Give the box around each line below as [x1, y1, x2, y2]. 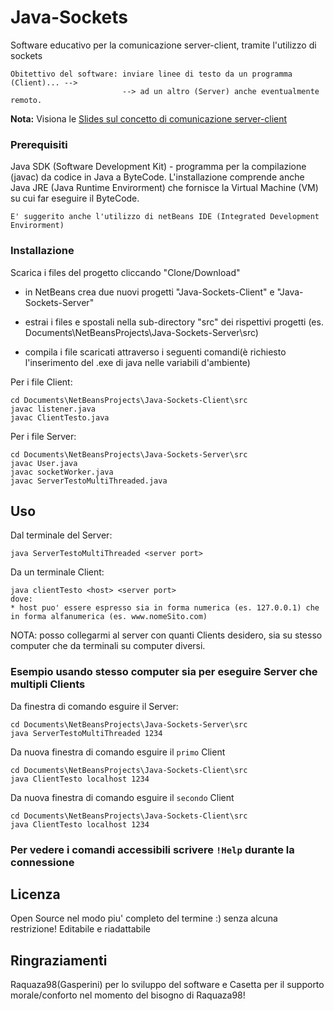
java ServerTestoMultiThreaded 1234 [10, 728, 163, 738]
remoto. [10, 95, 43, 105]
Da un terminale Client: [10, 566, 105, 578]
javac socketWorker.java [10, 467, 114, 477]
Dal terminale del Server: [10, 529, 113, 541]
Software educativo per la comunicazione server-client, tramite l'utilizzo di [10, 39, 317, 51]
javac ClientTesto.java [10, 412, 110, 423]
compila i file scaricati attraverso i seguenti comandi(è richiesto [24, 346, 287, 358]
